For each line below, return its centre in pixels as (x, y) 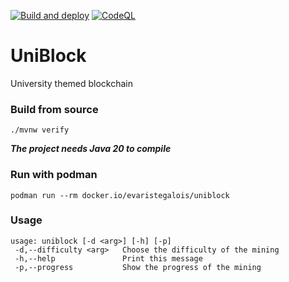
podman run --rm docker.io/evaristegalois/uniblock (120, 195)
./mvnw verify (40, 130)
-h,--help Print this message (108, 258)
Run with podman (54, 175)
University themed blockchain (72, 83)
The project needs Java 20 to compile (91, 149)
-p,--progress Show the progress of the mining (138, 267)
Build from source (54, 109)
